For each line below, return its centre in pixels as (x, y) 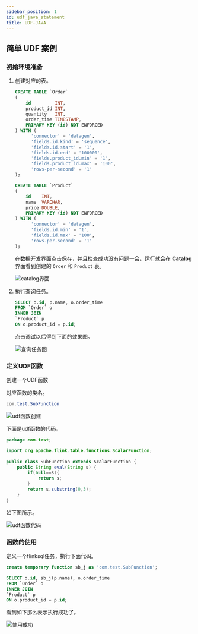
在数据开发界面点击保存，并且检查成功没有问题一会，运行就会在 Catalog (103, 258)
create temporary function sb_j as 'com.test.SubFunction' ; (82, 567)
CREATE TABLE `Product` (44, 186)
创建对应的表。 (33, 81)
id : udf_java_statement (36, 17)
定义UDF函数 (25, 366)
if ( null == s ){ (44, 473)
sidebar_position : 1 (32, 12)
